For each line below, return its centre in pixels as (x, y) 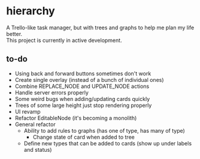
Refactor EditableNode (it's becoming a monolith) (76, 118)
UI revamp (28, 111)
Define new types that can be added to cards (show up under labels (108, 143)
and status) (38, 149)
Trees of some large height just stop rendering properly (83, 105)
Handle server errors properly (51, 92)
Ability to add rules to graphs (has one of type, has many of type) (104, 130)
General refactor (35, 124)
